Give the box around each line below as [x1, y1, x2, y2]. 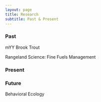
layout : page [5, 7, 32, 12]
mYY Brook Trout [5, 44, 40, 50]
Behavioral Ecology [5, 91, 45, 97]
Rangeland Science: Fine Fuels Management [5, 54, 96, 60]
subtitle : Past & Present [5, 16, 58, 21]
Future [5, 80, 21, 87]
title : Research [5, 12, 39, 17]
